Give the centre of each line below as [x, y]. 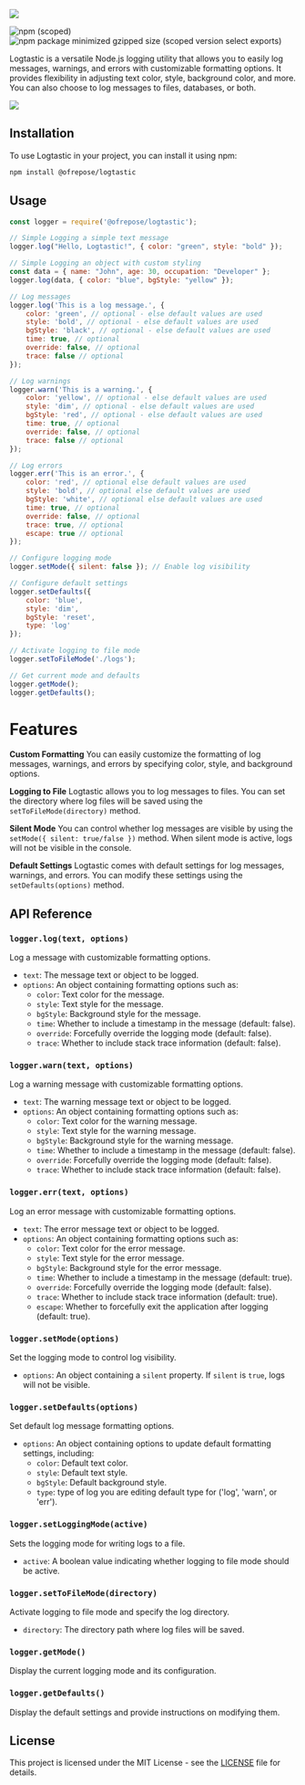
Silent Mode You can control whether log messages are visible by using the [151, 829]
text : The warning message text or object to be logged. [127, 1102]
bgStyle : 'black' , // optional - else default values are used [148, 331]
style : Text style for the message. [100, 1004]
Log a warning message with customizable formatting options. [127, 1084]
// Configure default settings [69, 583]
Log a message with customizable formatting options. [110, 958]
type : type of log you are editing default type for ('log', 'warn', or [157, 1492]
